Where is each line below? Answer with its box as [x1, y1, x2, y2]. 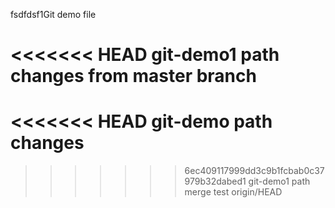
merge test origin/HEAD [184, 186, 283, 198]
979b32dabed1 [184, 175, 247, 188]
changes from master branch [10, 65, 257, 88]
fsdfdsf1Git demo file [10, 9, 97, 20]
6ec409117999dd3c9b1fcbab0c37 [184, 165, 325, 177]
